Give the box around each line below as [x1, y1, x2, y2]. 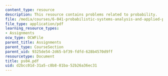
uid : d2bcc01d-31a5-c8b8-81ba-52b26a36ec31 [5, 63, 97, 68]
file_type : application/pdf [5, 21, 64, 26]
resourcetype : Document [5, 53, 55, 59]
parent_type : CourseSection [5, 44, 64, 49]
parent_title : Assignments [5, 40, 61, 45]
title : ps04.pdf [5, 58, 39, 63]
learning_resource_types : [5, 26, 59, 31]
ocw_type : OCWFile [5, 35, 43, 40]
